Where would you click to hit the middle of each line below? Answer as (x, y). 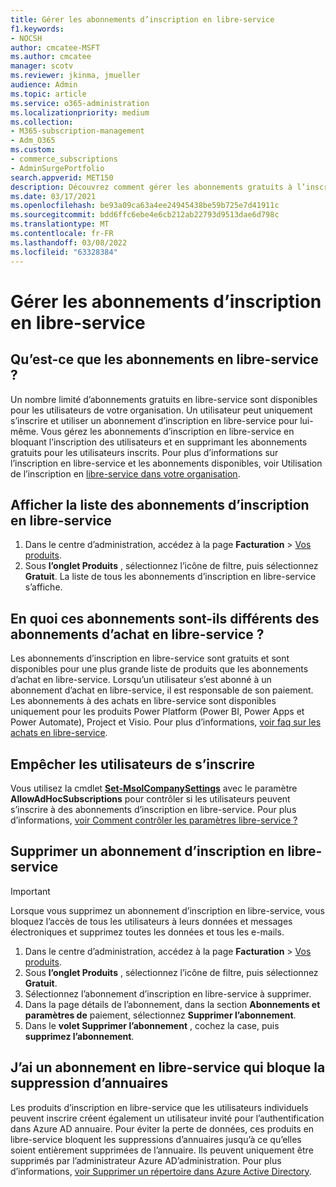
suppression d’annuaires (89, 1083)
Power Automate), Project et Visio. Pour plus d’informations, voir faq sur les (166, 722)
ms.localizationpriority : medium (80, 112)
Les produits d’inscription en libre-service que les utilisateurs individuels (159, 1107)
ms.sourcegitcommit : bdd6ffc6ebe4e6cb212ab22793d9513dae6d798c (145, 215)
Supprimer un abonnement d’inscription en (147, 851)
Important (30, 891)
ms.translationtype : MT (60, 224)
